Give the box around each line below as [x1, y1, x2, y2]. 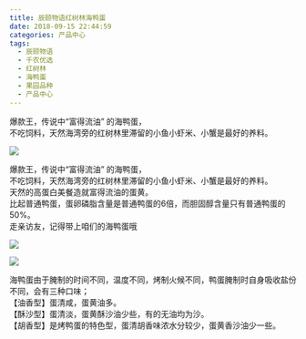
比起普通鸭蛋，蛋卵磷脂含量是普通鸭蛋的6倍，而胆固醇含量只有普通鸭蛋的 [9, 198, 286, 209]
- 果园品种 [17, 81, 54, 90]
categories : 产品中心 [9, 30, 87, 39]
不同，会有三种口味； [9, 285, 89, 296]
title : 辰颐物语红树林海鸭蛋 [9, 13, 107, 23]
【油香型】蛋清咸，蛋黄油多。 [9, 297, 121, 308]
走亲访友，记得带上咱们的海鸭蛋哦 [9, 221, 138, 231]
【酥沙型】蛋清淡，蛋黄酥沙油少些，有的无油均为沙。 [9, 308, 209, 319]
